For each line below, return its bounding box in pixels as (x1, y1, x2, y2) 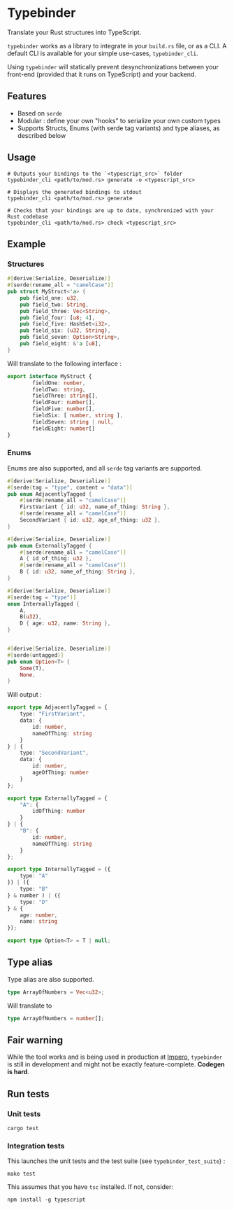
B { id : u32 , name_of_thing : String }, (20, 569, 136, 576)
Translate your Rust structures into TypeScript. (7, 28, 142, 36)
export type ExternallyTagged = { (7, 795, 108, 802)
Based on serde (17, 109, 63, 117)
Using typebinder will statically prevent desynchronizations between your (7, 62, 219, 71)
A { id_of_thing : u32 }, (20, 555, 92, 562)
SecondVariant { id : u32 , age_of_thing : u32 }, (20, 517, 161, 524)
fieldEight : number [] (32, 425, 96, 432)
